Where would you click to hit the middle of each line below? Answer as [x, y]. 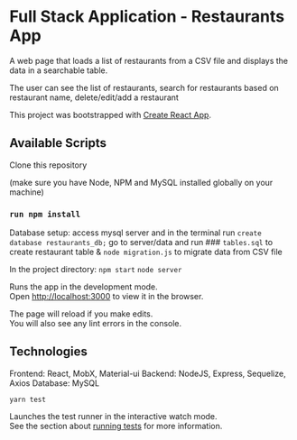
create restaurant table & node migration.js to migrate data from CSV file [146, 252]
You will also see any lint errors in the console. [96, 324]
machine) [27, 192]
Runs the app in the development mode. [84, 287]
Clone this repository [48, 165]
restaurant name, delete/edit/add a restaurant [94, 97]
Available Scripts [58, 143]
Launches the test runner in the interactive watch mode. [114, 416]
